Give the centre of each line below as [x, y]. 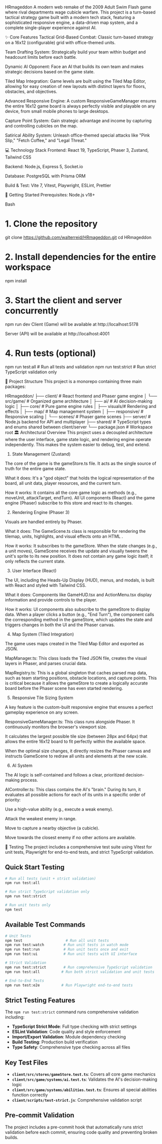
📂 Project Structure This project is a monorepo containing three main [73, 381]
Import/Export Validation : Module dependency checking [69, 1037]
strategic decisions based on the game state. [50, 72]
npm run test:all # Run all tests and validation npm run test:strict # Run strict [81, 367]
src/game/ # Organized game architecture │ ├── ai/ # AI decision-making [79, 401]
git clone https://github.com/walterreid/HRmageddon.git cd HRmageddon [78, 237]
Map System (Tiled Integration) [43, 634]
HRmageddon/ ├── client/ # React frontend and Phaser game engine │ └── [81, 396]
